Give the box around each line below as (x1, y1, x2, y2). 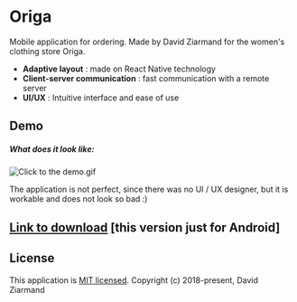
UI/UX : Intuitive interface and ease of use (22, 92, 180, 103)
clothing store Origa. (9, 45, 86, 56)
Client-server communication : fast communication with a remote (22, 72, 270, 83)
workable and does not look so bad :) (9, 193, 148, 204)
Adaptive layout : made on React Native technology (22, 63, 217, 74)
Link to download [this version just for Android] (9, 220, 281, 235)
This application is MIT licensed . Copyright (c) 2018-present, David (9, 274, 259, 286)
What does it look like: (9, 143, 95, 155)
